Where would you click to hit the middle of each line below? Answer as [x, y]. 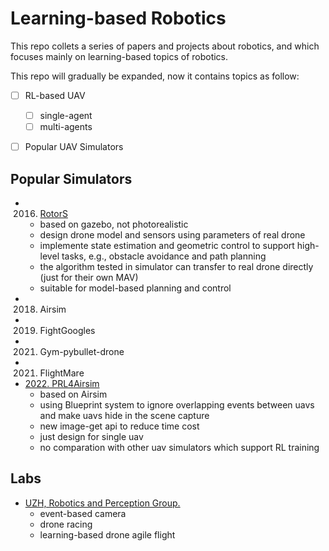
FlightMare [62, 373]
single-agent [66, 115]
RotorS [53, 213]
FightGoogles [67, 330]
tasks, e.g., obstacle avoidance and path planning [164, 256]
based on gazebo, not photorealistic [114, 224]
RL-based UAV [55, 95]
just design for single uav [91, 436]
